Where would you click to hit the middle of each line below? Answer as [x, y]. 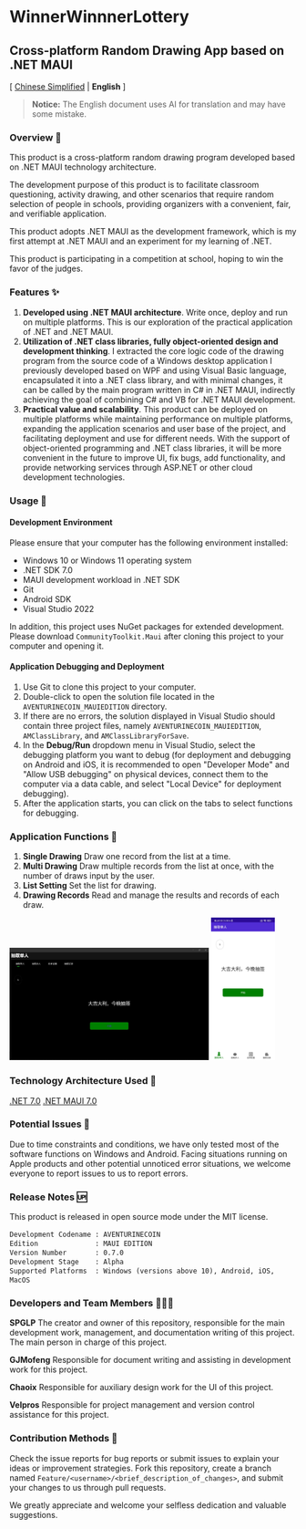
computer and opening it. [57, 646]
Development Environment [61, 523]
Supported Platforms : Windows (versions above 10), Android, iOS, [142, 1271]
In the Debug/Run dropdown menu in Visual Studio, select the [139, 744]
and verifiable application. [58, 214]
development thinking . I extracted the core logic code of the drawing [153, 351]
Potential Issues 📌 [50, 1124]
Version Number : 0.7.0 [67, 1253]
